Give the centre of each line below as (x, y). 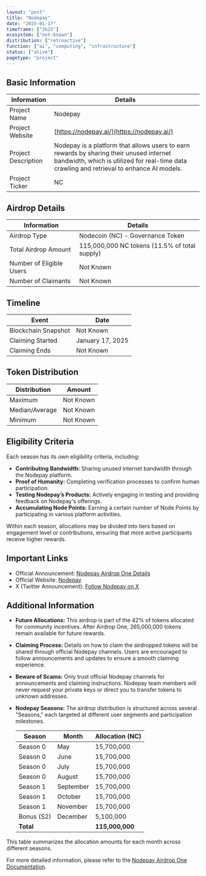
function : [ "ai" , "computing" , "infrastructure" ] (71, 47)
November (72, 807)
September (73, 787)
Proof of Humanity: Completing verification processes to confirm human (107, 481)
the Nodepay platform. (44, 475)
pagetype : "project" (33, 58)
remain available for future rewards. (60, 633)
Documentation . (27, 867)
